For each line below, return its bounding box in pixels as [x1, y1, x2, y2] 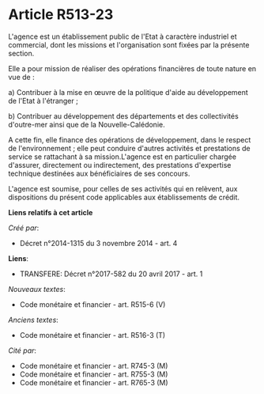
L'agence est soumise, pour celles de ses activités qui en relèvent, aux [8, 184, 238, 193]
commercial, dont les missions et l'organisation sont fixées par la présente [8, 40, 250, 49]
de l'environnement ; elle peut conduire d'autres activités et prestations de [8, 143, 251, 153]
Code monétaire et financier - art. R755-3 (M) [19, 369, 168, 379]
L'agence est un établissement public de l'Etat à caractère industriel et [8, 32, 237, 41]
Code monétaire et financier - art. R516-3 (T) [19, 330, 166, 339]
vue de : [8, 72, 35, 81]
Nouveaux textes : [8, 284, 66, 294]
